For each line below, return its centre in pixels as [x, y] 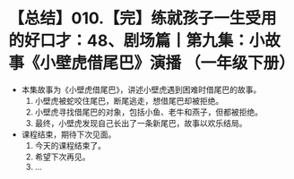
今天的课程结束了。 [70, 145]
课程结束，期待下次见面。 [69, 134]
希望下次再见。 [62, 157]
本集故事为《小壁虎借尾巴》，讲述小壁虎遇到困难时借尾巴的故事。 [141, 89]
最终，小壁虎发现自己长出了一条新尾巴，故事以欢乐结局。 [141, 123]
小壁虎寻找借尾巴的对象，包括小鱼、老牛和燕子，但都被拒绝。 [149, 112]
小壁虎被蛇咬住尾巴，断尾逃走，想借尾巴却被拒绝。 [129, 100]
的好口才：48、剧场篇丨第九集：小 [137, 41]
